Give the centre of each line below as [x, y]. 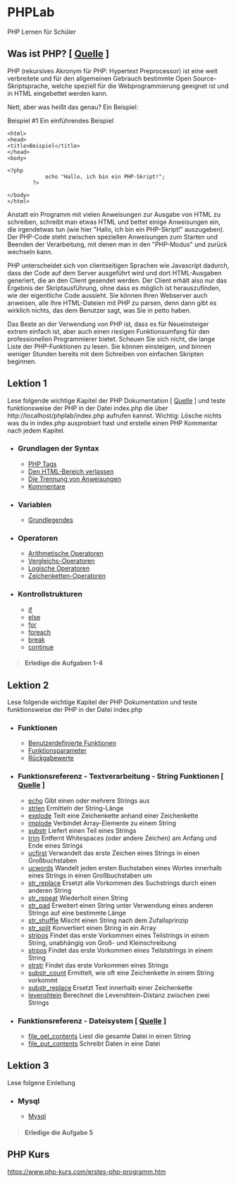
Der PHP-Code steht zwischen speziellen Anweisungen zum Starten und [113, 237]
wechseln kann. [30, 251]
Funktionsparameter [57, 751]
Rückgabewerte [51, 758]
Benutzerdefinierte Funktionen [72, 743]
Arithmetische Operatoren [66, 553]
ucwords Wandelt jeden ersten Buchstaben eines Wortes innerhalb [125, 868]
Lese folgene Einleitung [41, 1082]
